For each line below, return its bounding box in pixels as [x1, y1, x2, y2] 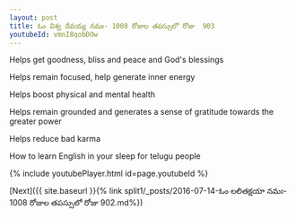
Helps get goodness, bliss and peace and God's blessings [9, 55, 224, 65]
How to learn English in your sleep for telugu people [9, 151, 202, 161]
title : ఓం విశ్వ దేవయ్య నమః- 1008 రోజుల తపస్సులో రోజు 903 [9, 22, 215, 31]
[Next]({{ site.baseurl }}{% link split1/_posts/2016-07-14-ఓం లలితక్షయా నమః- [9, 186, 287, 196]
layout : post [9, 13, 58, 22]
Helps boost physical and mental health [9, 89, 155, 100]
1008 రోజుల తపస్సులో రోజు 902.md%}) [9, 197, 144, 208]
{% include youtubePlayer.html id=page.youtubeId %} [9, 168, 209, 179]
